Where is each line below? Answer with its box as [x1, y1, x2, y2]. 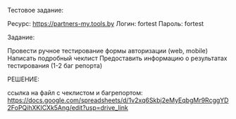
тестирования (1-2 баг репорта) [7, 62, 103, 69]
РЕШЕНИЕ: [7, 75, 40, 83]
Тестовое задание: [7, 6, 64, 14]
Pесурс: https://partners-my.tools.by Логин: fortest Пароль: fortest [7, 20, 204, 27]
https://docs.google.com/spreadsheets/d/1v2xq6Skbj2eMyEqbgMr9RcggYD [7, 96, 229, 104]
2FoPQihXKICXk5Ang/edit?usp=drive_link [7, 104, 129, 111]
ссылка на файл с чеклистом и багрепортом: [7, 89, 143, 97]
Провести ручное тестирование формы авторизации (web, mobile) [7, 47, 209, 55]
